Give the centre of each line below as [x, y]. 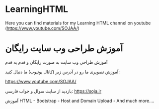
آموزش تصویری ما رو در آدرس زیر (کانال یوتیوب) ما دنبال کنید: [63, 72]
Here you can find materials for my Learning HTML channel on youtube [78, 23]
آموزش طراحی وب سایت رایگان [64, 49]
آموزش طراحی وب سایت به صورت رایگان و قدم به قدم [56, 62]
